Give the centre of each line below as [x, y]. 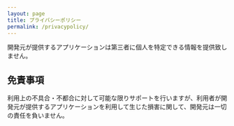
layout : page [26, 14]
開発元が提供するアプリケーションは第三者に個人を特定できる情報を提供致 [114, 47]
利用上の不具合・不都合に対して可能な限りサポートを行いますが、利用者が [114, 98]
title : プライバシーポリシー [44, 20]
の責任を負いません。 [38, 116]
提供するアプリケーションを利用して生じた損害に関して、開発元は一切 [126, 107]
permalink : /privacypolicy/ [48, 26]
